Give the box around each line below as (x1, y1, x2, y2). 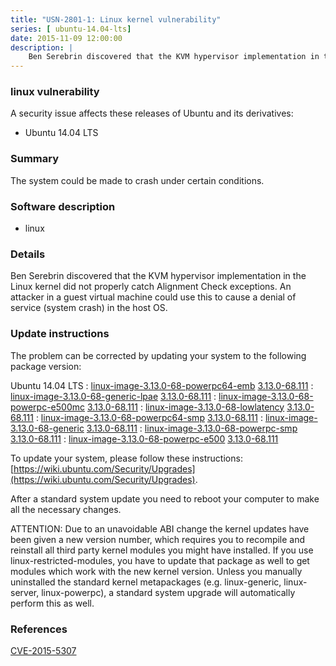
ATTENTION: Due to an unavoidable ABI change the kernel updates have (10, 522, 310, 535)
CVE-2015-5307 (10, 644, 77, 656)
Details (10, 247, 46, 261)
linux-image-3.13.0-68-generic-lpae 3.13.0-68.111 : (10, 390, 217, 402)
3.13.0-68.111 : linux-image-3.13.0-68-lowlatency (86, 401, 285, 413)
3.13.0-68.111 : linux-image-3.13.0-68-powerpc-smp (86, 422, 298, 434)
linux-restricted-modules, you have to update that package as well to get (10, 554, 310, 566)
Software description (10, 199, 116, 213)
